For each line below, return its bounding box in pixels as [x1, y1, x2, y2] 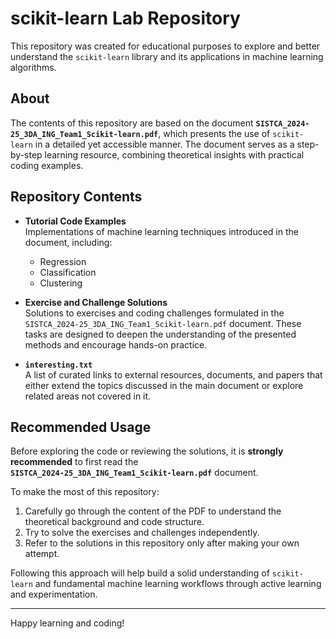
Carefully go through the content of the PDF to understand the [24, 505, 282, 517]
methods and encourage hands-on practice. [24, 338, 208, 351]
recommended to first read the [10, 456, 139, 468]
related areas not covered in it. [24, 390, 152, 402]
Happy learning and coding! [10, 617, 125, 629]
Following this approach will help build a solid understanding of [10, 567, 270, 579]
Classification [39, 266, 97, 278]
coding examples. [10, 159, 84, 171]
